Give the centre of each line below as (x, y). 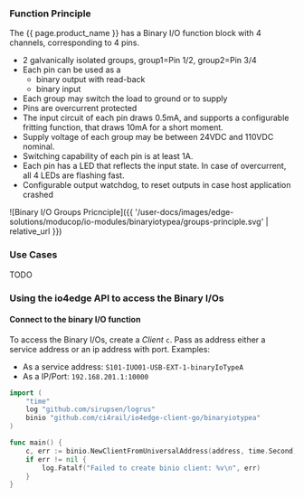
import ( (26, 393)
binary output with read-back (90, 80)
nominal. (38, 146)
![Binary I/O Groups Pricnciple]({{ (71, 212)
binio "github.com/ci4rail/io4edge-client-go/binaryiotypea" (143, 418)
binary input (58, 89)
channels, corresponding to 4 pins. (75, 42)
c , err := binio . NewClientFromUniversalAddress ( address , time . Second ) (161, 451)
